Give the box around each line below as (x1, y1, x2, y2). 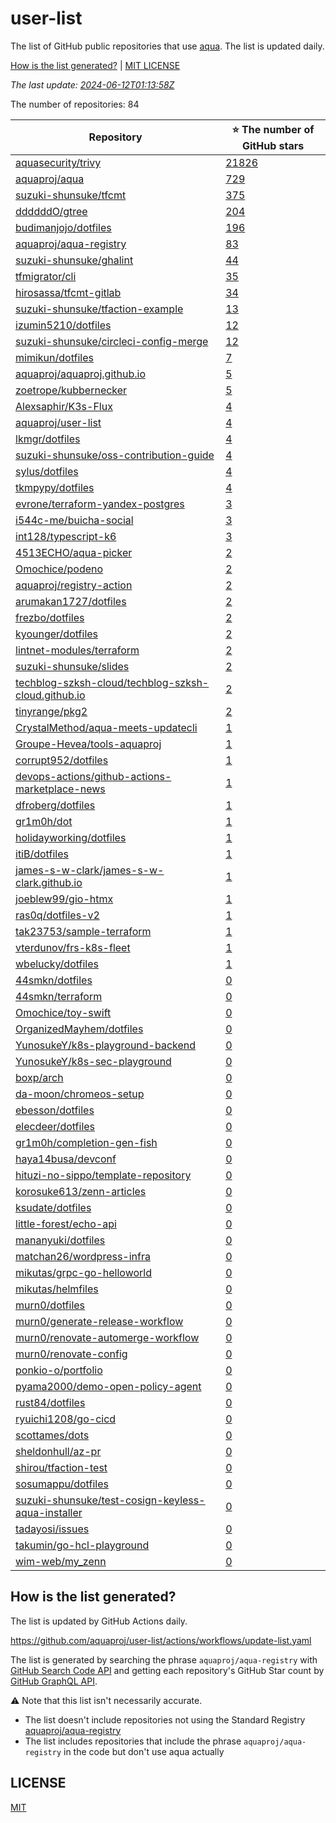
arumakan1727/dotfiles (15, 594, 127, 608)
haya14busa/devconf (15, 1152, 117, 1166)
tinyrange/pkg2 (15, 704, 88, 718)
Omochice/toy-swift (15, 1005, 112, 1019)
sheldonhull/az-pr (15, 1444, 102, 1458)
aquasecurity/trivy (15, 155, 102, 169)
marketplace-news (15, 782, 106, 796)
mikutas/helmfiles (15, 1282, 99, 1296)
